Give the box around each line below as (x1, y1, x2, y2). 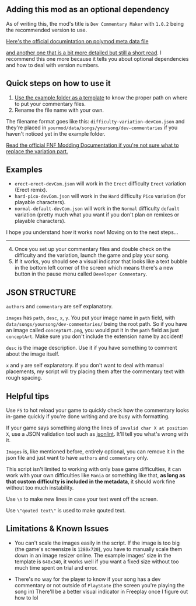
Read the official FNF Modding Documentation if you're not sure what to (6, 142, 179, 149)
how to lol (14, 594, 38, 601)
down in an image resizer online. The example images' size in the (14, 552, 171, 559)
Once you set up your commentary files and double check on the (14, 246, 171, 253)
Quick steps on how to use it (6, 78, 111, 88)
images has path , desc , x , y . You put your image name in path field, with (6, 314, 176, 321)
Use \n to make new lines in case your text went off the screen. (6, 495, 159, 502)
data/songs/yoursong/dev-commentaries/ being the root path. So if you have (6, 321, 188, 328)
